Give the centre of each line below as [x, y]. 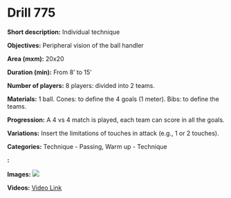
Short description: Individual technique [64, 32]
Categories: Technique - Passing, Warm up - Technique [87, 146]
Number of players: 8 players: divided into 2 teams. [81, 85]
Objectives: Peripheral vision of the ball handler [75, 45]
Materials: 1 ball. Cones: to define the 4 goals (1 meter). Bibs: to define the [113, 99]
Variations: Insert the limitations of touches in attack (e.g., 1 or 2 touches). [113, 133]
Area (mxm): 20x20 [36, 58]
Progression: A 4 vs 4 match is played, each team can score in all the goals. [116, 120]
